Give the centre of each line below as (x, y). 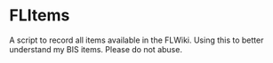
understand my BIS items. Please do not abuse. (96, 49)
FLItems (40, 16)
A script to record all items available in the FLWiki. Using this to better (136, 40)
